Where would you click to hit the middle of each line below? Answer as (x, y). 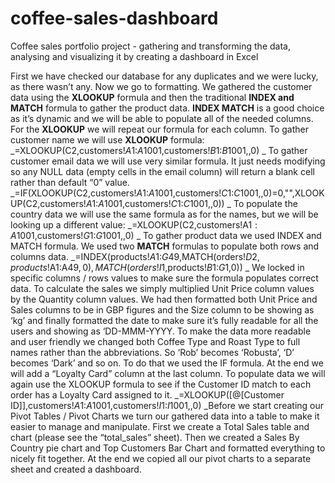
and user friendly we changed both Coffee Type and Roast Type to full (155, 341)
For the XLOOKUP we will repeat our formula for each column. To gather (159, 129)
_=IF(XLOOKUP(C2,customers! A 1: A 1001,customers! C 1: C (125, 193)
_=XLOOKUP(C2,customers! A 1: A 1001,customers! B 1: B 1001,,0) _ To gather (159, 150)
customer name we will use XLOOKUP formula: (107, 139)
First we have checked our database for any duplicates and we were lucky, (164, 76)
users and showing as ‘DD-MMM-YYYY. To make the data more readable (161, 331)
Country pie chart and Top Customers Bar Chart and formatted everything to (168, 448)
